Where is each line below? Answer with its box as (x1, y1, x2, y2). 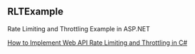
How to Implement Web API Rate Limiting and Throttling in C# (7, 38, 188, 47)
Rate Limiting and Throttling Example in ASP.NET (7, 24, 151, 33)
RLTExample (7, 6, 64, 18)
